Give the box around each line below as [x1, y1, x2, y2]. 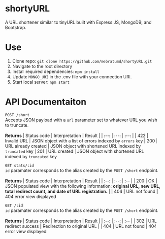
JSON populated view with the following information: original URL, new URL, [5, 183, 161, 189]
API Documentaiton [5, 97, 87, 107]
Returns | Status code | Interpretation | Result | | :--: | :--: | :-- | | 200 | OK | [5, 178, 158, 184]
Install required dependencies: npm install [12, 68, 100, 74]
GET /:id [5, 203, 23, 208]
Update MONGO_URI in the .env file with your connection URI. [12, 73, 132, 79]
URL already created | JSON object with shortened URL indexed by [5, 143, 141, 149]
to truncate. [5, 122, 29, 128]
